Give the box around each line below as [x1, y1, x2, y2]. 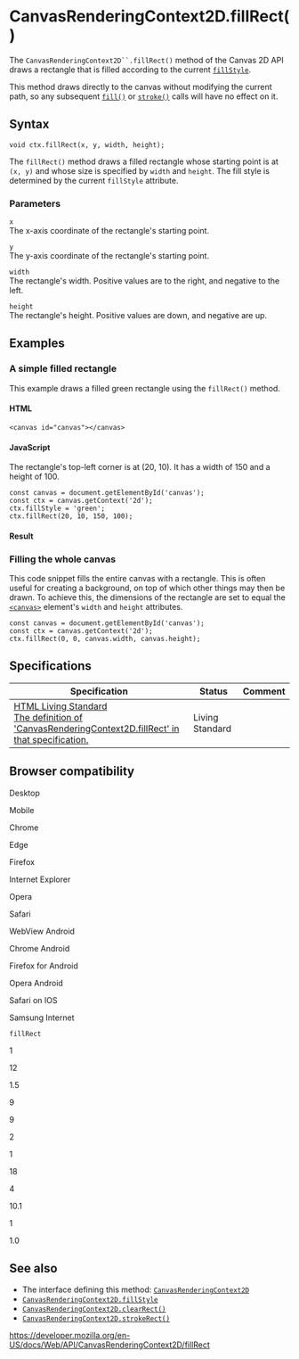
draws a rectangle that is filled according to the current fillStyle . [9, 64, 252, 75]
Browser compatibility [9, 764, 135, 779]
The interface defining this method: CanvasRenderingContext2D [21, 1284, 250, 1295]
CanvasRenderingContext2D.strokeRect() [21, 1314, 171, 1323]
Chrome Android [9, 943, 70, 953]
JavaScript [9, 441, 51, 452]
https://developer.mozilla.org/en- [9, 1330, 131, 1341]
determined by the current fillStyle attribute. [9, 175, 179, 185]
